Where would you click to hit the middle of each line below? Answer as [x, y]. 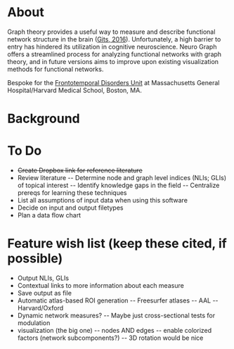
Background [44, 119]
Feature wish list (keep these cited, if [117, 244]
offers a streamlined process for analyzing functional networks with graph [115, 54]
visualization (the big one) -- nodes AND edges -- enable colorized [115, 330]
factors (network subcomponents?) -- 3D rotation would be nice [110, 338]
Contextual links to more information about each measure [100, 285]
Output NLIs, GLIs [43, 278]
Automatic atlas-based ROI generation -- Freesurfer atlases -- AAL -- [118, 300]
